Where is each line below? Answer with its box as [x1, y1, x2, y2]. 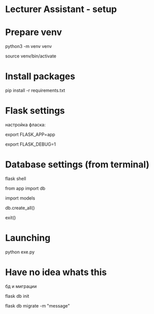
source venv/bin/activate [5, 53, 57, 59]
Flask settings [5, 105, 65, 116]
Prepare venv [5, 27, 62, 38]
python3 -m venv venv [5, 43, 52, 49]
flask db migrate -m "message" [5, 302, 70, 308]
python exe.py [5, 248, 35, 255]
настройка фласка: [5, 122, 46, 128]
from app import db [5, 185, 46, 191]
